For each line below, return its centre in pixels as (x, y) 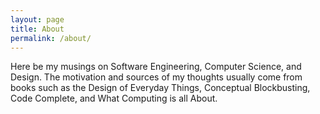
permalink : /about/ (51, 38)
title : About (37, 29)
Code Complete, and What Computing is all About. (114, 98)
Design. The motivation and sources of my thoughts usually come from (156, 77)
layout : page (37, 19)
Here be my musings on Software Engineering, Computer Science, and (156, 67)
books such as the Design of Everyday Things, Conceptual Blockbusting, (160, 88)
